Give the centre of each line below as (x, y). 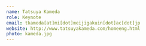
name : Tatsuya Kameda (33, 12)
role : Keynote (24, 17)
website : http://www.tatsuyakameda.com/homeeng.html (73, 28)
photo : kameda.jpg (29, 34)
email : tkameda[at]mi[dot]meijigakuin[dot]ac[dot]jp (73, 23)
